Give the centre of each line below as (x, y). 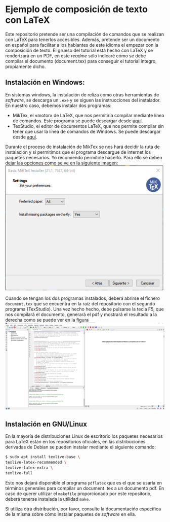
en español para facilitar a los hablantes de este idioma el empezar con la (82, 45)
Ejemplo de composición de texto (77, 9)
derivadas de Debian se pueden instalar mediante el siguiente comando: (80, 447)
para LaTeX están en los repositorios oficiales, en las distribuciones (75, 442)
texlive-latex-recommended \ (36, 463)
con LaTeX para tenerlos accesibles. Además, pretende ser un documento (82, 40)
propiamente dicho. (26, 66)
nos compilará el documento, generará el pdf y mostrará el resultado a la (81, 314)
